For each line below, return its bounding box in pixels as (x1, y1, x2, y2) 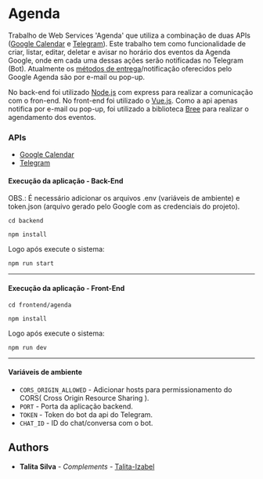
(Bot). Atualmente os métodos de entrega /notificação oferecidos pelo (8, 64, 232, 73)
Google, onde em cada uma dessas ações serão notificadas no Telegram (8, 56, 244, 65)
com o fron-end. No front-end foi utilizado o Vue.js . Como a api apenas (8, 96, 238, 105)
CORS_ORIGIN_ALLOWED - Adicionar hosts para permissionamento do (19, 385, 232, 394)
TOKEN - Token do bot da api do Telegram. (19, 409, 153, 419)
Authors (8, 441, 49, 455)
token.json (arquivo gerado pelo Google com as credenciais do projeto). (8, 201, 240, 212)
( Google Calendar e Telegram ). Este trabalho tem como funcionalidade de (8, 38, 247, 48)
